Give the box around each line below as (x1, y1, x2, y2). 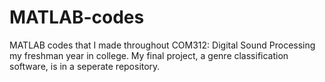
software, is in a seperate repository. (9, 60, 161, 72)
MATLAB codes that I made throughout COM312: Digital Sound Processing (9, 39, 316, 51)
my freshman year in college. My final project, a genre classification (9, 49, 289, 61)
